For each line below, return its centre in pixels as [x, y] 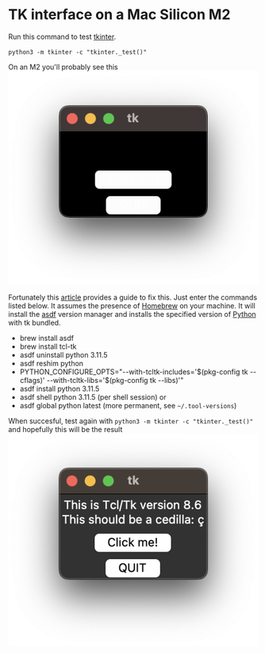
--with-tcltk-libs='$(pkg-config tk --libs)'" [115, 381]
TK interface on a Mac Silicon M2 [119, 15]
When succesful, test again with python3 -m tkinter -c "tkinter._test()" [131, 421]
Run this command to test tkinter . [62, 37]
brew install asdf [46, 338]
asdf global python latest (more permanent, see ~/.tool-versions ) [128, 406]
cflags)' [32, 381]
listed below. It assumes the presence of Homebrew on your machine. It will [132, 306]
